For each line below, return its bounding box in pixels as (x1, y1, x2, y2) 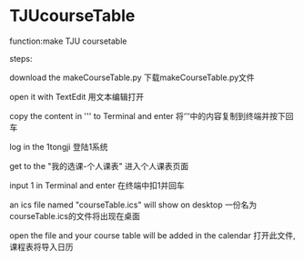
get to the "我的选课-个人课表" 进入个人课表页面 (9, 160, 189, 171)
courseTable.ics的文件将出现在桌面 (9, 210, 141, 221)
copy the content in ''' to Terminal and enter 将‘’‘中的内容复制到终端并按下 (9, 110, 286, 121)
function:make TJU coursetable (9, 35, 127, 46)
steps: (9, 53, 33, 64)
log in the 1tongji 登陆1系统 (9, 141, 108, 152)
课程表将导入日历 (9, 241, 74, 252)
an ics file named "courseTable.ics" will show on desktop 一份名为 (9, 199, 258, 210)
